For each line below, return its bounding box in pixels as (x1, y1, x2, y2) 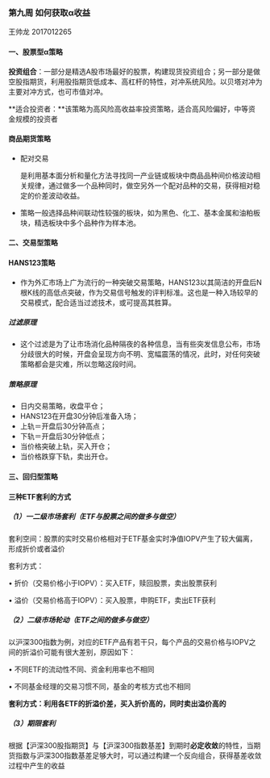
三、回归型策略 (8, 472, 58, 482)
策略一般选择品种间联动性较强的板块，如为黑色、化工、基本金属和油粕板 (19, 207, 260, 217)
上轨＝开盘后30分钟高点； (19, 421, 107, 431)
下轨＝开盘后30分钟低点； (19, 432, 107, 441)
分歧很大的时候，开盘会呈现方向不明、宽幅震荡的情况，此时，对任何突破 (19, 349, 260, 359)
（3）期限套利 (8, 718, 56, 728)
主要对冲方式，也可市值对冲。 (8, 86, 107, 96)
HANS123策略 (8, 257, 56, 267)
